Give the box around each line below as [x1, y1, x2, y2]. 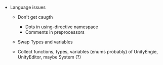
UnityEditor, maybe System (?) [17, 54, 81, 60]
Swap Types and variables [17, 39, 73, 45]
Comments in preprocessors [25, 29, 85, 35]
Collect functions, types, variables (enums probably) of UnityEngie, [17, 49, 158, 54]
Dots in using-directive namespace [25, 24, 99, 30]
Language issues [10, 5, 46, 10]
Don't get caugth [17, 14, 53, 20]
